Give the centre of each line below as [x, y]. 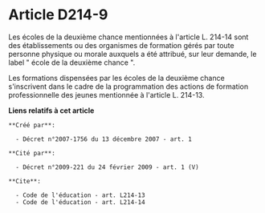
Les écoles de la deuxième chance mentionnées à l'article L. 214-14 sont [128, 37]
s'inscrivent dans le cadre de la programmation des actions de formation [128, 86]
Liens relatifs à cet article [51, 111]
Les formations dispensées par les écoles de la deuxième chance [116, 78]
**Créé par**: [32, 125]
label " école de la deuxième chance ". [72, 62]
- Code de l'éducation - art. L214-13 [81, 195]
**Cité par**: [32, 153]
